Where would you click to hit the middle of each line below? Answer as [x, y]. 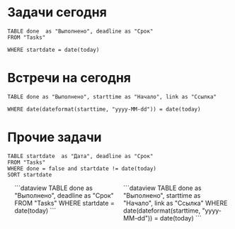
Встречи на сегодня [69, 78]
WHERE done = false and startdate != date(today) [82, 168]
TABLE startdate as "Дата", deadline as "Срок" [80, 156]
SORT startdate [30, 174]
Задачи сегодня [57, 12]
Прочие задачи [55, 137]
